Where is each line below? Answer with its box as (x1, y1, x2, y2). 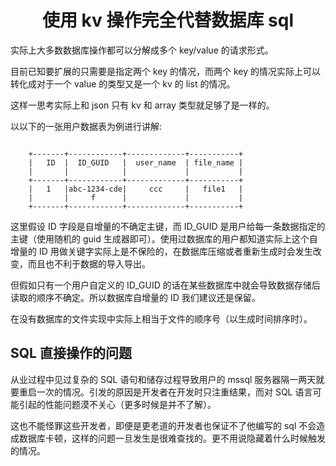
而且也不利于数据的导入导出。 (27, 257, 151, 270)
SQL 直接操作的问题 (10, 345, 132, 362)
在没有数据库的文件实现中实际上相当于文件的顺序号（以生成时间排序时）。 (10, 312, 313, 325)
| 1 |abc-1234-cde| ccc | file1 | (28, 184, 244, 194)
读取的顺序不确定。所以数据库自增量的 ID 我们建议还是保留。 (10, 291, 261, 303)
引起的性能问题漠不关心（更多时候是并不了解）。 (18, 398, 217, 410)
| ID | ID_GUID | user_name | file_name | (28, 157, 244, 168)
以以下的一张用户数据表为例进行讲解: (10, 120, 163, 132)
